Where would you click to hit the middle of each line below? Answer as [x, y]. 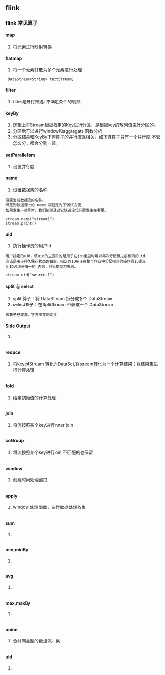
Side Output [18, 326]
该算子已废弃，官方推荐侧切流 [31, 315]
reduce [13, 352]
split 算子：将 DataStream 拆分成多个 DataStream [62, 298]
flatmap [14, 58]
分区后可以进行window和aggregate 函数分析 [57, 131]
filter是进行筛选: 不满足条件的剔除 [46, 101]
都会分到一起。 [45, 143]
